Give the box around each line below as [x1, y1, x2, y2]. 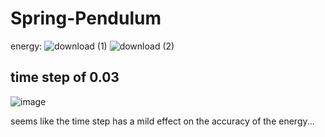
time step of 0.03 [10, 69, 120, 86]
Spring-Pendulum [10, 7, 162, 30]
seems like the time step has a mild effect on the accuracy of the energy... [10, 115, 315, 127]
